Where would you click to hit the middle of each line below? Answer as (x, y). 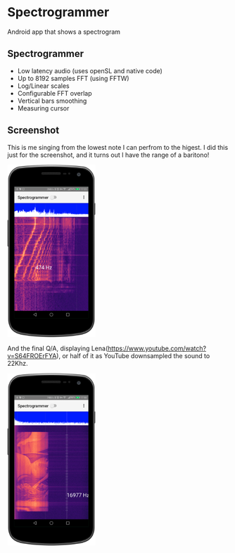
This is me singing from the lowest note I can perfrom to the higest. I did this (118, 147)
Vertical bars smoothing (52, 101)
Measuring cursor (43, 108)
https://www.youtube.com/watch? (157, 348)
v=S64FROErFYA (32, 355)
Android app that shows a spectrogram (64, 32)
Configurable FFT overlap (55, 93)
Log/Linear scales (44, 86)
